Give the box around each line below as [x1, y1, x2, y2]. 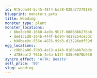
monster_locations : [5, 25, 45, 30]
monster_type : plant [5, 20, 47, 26]
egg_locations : [5, 43, 36, 48]
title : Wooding [5, 16, 36, 21]
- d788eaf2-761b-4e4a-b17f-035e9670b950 [9, 52, 92, 57]
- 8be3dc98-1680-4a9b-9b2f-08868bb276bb [9, 30, 92, 34]
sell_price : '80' [5, 61, 40, 66]
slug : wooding [5, 66, 34, 71]
